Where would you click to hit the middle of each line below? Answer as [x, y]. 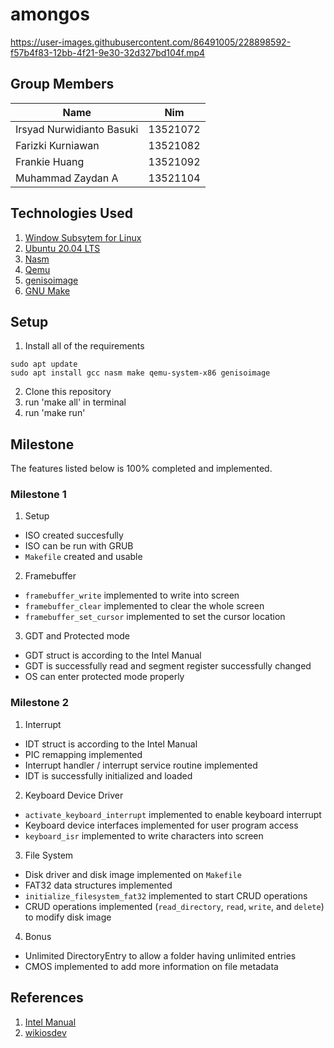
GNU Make [47, 290]
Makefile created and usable [83, 557]
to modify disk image [68, 917]
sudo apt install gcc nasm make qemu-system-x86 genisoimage [140, 373]
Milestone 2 [39, 703]
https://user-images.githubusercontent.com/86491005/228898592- [151, 42]
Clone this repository [68, 392]
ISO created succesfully [74, 535]
